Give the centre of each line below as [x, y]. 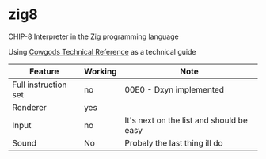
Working [101, 71]
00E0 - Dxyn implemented [174, 89]
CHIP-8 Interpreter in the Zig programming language [94, 36]
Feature [44, 71]
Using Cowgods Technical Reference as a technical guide [102, 51]
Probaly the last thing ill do [174, 142]
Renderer [30, 107]
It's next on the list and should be [186, 120]
